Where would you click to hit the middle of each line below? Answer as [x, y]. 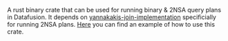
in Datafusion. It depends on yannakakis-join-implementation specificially [112, 17]
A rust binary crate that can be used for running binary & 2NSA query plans [114, 10]
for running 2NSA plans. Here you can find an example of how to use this [111, 24]
